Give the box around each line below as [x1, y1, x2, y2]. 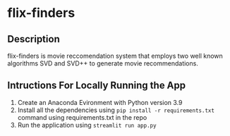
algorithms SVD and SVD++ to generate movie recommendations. [7, 59, 199, 68]
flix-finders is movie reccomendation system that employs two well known [7, 51, 224, 60]
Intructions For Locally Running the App [7, 80, 186, 92]
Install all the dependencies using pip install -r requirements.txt [17, 106, 215, 114]
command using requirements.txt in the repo [17, 113, 147, 121]
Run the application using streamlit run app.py [17, 120, 157, 129]
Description [7, 33, 60, 45]
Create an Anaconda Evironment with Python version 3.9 [17, 98, 183, 106]
